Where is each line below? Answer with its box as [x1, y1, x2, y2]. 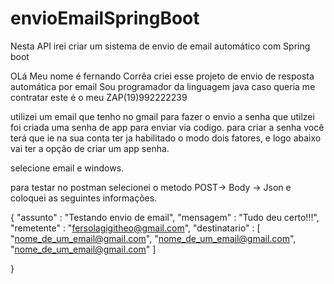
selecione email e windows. [10, 162, 125, 174]
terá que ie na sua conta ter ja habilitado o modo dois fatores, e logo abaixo [10, 132, 322, 144]
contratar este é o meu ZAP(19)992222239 [10, 91, 188, 103]
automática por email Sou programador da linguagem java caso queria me [10, 80, 316, 92]
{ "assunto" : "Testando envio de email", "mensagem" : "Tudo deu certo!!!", [10, 211, 320, 223]
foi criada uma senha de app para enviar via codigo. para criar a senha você [10, 121, 325, 133]
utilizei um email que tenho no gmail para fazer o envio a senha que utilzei [10, 110, 315, 122]
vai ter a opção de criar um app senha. [10, 142, 170, 154]
